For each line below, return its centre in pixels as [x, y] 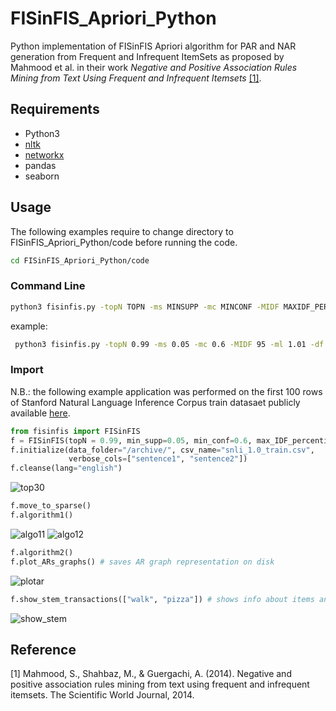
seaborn [42, 176]
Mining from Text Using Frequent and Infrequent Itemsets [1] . [136, 78]
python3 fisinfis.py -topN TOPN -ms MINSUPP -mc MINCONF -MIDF [145, 307]
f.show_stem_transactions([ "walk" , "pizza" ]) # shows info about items [162, 599]
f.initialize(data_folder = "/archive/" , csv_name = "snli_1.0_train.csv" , [162, 450]
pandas [40, 165]
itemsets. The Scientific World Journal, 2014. [102, 695]
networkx [44, 154]
